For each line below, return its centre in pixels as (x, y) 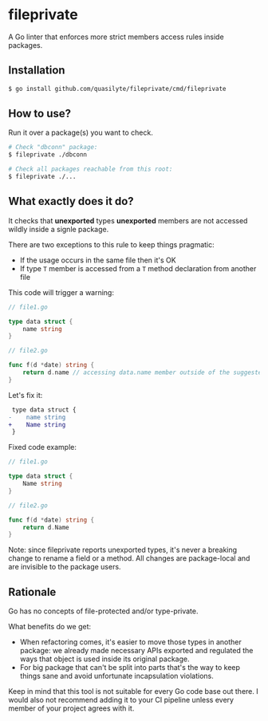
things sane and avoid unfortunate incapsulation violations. (116, 676)
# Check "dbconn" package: (53, 148)
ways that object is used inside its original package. (104, 659)
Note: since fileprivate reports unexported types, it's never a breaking (123, 550)
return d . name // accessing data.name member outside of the (126, 372)
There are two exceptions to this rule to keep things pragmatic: (112, 244)
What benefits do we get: (50, 627)
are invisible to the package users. (65, 567)
